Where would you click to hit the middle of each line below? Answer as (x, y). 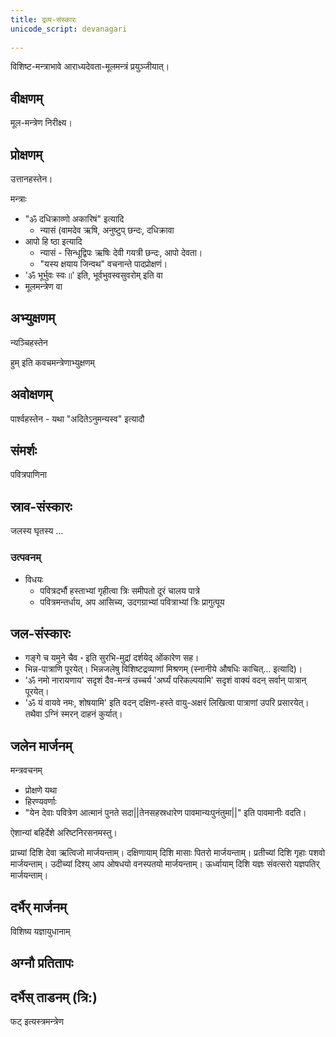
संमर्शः (23, 451)
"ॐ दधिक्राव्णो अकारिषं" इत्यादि (74, 219)
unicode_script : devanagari (69, 29)
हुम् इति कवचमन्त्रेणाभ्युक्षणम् (52, 362)
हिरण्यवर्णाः (40, 802)
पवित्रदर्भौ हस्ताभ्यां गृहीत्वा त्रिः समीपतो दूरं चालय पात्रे (120, 590)
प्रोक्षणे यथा (41, 790)
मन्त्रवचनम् (26, 770)
